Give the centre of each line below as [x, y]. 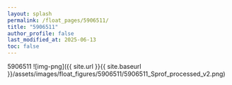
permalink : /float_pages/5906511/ [58, 20]
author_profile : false [41, 33]
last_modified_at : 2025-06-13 [52, 40]
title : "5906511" [33, 27]
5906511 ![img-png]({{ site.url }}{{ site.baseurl [74, 66]
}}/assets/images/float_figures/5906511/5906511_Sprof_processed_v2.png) [116, 74]
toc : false [23, 46]
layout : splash [30, 14]
